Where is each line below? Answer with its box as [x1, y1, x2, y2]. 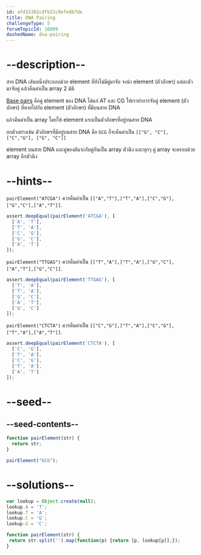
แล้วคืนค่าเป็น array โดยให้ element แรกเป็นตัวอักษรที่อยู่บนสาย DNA [6, 116, 153, 124]
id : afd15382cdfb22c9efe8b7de [6, 9, 83, 15]
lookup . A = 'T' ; [6, 504, 47, 510]
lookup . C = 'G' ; [6, 515, 47, 521]
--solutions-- [6, 478, 75, 492]
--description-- [6, 58, 86, 72]
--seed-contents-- [6, 419, 79, 430]
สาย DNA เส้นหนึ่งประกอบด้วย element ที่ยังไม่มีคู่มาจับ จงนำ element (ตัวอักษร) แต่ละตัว [6, 78, 193, 85]
